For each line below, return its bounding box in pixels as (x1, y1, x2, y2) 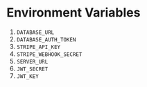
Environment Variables (6, 5, 141, 21)
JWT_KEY (16, 72, 39, 80)
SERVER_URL (16, 58, 49, 65)
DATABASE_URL (16, 29, 55, 36)
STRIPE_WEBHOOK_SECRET (16, 50, 83, 58)
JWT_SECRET (16, 66, 49, 72)
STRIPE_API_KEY (16, 43, 61, 50)
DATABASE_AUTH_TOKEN (16, 36, 76, 43)
